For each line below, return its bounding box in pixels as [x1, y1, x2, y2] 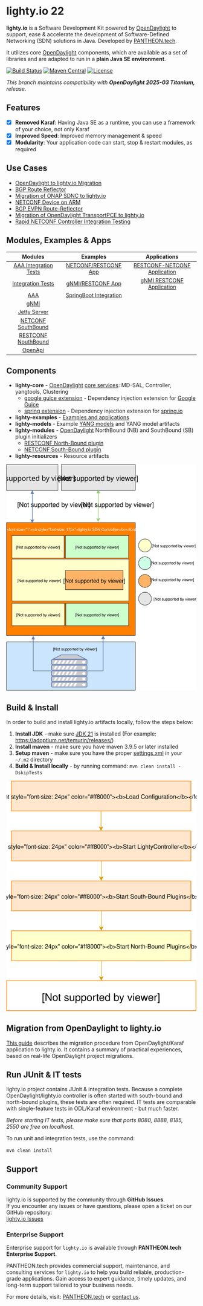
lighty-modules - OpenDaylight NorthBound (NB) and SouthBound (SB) [14, 426, 194, 434]
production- [154, 1268, 184, 1276]
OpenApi [22, 347, 44, 354]
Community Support [6, 1182, 68, 1190]
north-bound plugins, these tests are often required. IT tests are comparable [6, 1099, 196, 1106]
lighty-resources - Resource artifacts [14, 452, 109, 460]
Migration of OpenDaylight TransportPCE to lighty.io [14, 211, 145, 218]
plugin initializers [14, 433, 57, 440]
